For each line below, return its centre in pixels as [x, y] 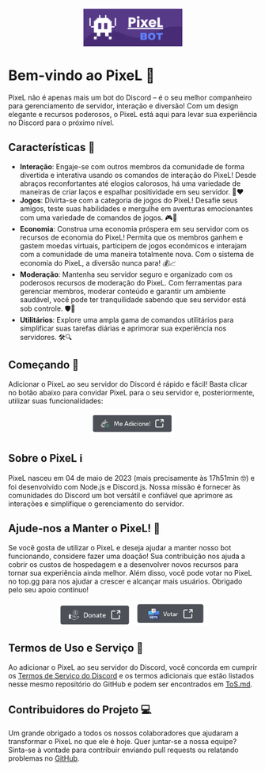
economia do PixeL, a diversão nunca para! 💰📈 [98, 263]
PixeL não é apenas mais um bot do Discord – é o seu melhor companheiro [130, 98]
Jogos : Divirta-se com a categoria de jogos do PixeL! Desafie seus [129, 200]
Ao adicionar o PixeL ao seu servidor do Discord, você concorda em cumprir [133, 667]
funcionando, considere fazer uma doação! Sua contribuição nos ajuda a [127, 556]
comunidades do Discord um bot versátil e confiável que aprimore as [121, 495]
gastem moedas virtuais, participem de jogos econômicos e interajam [133, 245]
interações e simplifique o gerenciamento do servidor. [96, 504]
